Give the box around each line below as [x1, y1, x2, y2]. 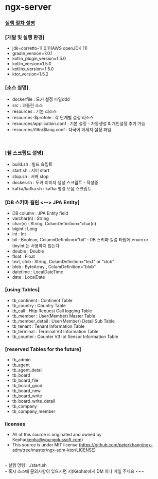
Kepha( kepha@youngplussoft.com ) [12, 437, 84, 443]
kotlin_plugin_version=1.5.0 [12, 55, 66, 62]
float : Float [12, 253, 35, 259]
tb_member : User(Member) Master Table [12, 313, 96, 319]
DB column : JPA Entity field [12, 211, 69, 216]
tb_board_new [12, 388, 41, 393]
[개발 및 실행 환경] [5, 34, 45, 41]
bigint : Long [12, 226, 37, 232]
